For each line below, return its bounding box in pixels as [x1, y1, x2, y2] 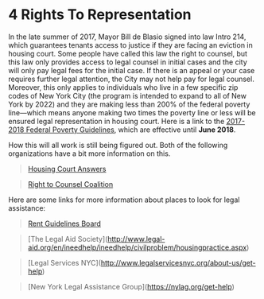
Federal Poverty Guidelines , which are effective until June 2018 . [25, 125, 236, 134]
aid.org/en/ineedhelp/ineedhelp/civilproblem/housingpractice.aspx [27, 243, 247, 252]
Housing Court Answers [27, 164, 107, 173]
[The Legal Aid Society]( [27, 234, 108, 243]
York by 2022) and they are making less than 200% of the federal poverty [8, 99, 250, 109]
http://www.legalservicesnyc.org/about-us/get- [100, 258, 256, 267]
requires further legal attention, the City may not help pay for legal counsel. [8, 74, 254, 83]
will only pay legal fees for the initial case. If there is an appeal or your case [8, 65, 255, 75]
